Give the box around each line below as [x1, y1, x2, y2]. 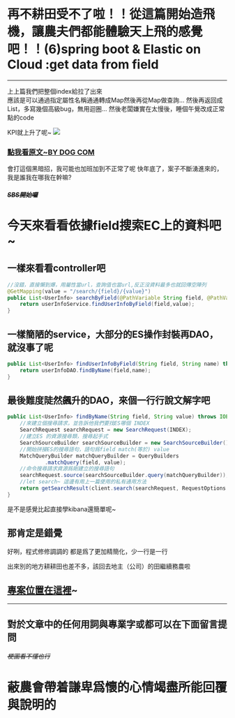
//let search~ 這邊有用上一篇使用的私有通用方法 [20, 478, 147, 485]
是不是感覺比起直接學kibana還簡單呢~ [7, 504, 116, 513]
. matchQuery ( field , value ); [44, 459, 127, 466]
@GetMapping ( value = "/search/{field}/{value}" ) [7, 288, 151, 295]
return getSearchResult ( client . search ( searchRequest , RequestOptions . [20, 485, 229, 492]
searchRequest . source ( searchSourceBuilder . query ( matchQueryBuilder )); [20, 472, 229, 479]
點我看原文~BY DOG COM [7, 147, 96, 157]
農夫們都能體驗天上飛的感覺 [44, 24, 204, 40]
